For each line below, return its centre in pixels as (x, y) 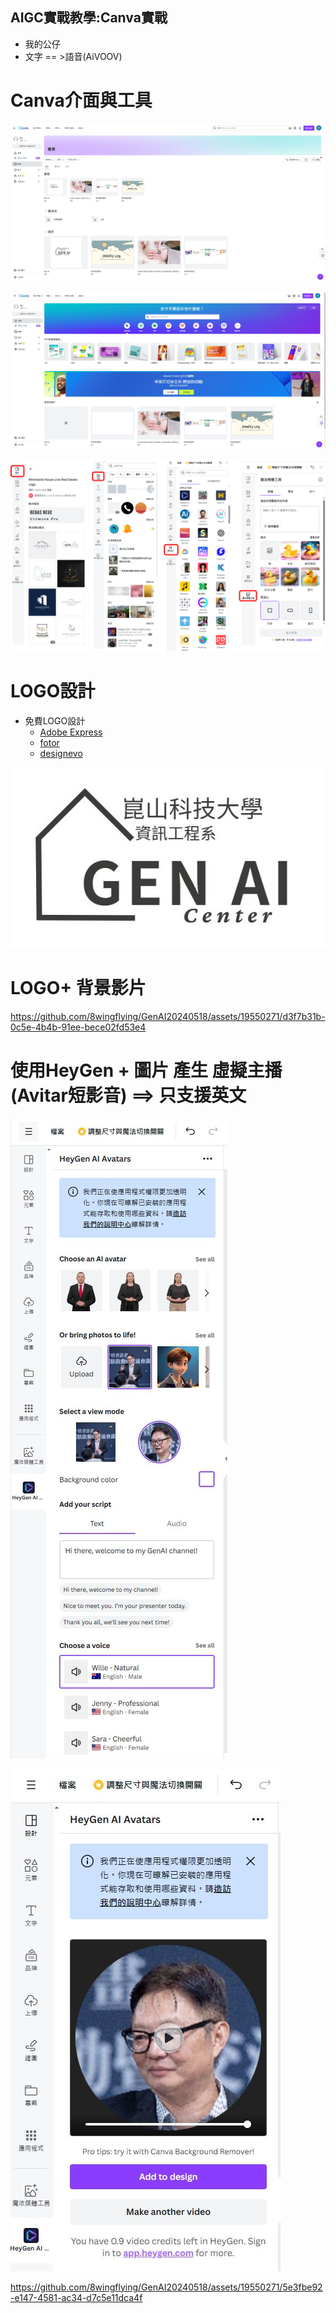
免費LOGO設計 (55, 720)
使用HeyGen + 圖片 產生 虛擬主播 (146, 1070)
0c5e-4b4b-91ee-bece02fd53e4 (78, 1027)
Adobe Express (71, 732)
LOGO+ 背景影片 (78, 987)
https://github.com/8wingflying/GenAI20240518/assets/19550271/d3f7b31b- (168, 1016)
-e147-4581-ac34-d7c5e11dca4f (76, 2297)
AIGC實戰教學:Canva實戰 (89, 18)
